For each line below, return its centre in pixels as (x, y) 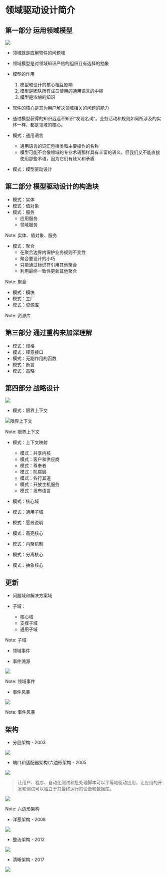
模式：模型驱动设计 (32, 169)
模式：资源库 (25, 305)
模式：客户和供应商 (40, 460)
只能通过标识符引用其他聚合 (48, 265)
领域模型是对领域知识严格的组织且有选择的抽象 (60, 63)
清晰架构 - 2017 (28, 859)
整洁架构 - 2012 (28, 839)
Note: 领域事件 (20, 682)
